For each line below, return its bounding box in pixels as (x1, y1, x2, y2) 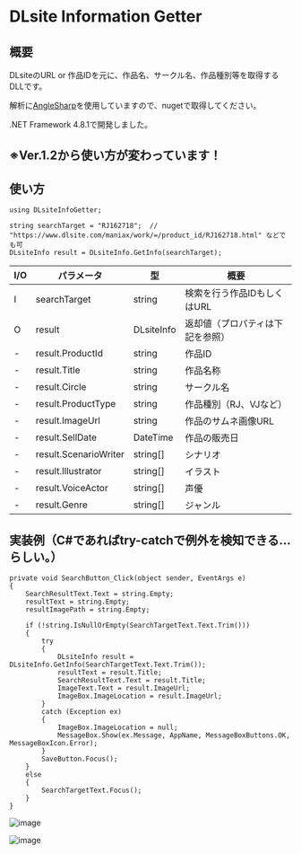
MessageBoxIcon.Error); (9, 739, 99, 748)
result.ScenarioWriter (35, 448, 125, 461)
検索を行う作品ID (185, 287, 257, 300)
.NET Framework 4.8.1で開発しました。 (9, 119, 152, 129)
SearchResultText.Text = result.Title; (56, 676, 206, 685)
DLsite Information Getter (9, 6, 202, 27)
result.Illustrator (35, 465, 102, 478)
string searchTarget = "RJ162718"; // (9, 222, 159, 231)
